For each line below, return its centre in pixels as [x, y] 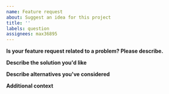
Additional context [30, 86]
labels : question [28, 28]
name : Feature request [34, 12]
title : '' [19, 23]
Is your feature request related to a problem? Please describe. [85, 51]
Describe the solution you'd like [46, 63]
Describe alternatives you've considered [58, 74]
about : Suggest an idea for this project [59, 17]
